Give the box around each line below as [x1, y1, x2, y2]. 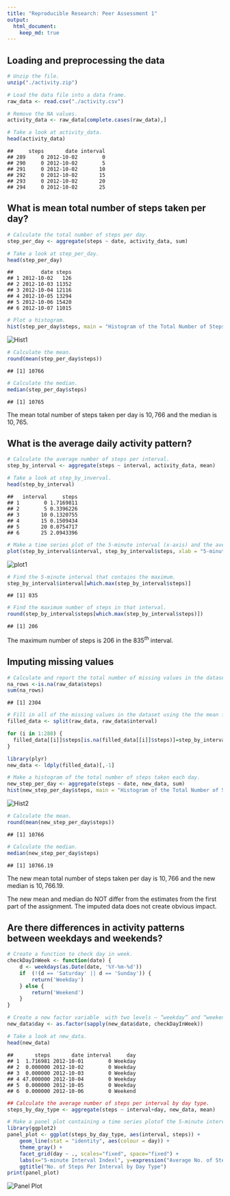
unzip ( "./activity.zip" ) [7, 79, 78, 86]
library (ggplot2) [7, 1125, 57, 1132]
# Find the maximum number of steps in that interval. [7, 605, 167, 611]
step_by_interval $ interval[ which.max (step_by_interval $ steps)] [7, 580, 192, 587]
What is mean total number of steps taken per [7, 202, 207, 214]
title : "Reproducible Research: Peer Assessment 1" [7, 10, 157, 17]
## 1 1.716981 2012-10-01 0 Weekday [7, 1057, 136, 1064]
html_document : [13, 23, 57, 30]
